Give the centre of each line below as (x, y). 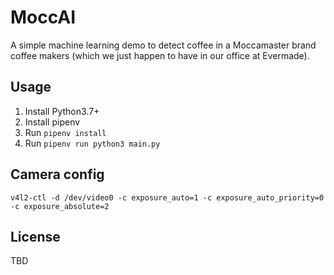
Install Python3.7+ (62, 111)
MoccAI (43, 17)
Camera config (57, 174)
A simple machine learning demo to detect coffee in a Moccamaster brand (163, 45)
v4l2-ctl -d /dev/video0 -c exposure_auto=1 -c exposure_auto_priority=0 (167, 197)
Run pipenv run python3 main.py (92, 143)
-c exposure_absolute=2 (60, 206)
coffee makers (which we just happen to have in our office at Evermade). (160, 55)
